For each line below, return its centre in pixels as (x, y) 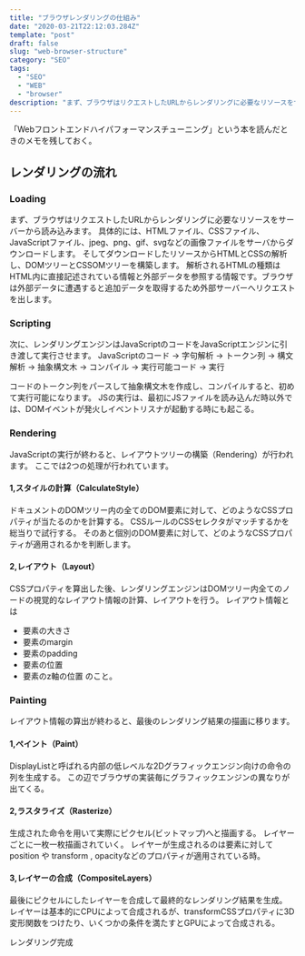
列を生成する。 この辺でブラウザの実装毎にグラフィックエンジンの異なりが (150, 777)
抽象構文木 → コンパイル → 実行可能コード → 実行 (131, 367)
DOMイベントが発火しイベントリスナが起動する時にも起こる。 (142, 409)
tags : (20, 69)
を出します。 (33, 299)
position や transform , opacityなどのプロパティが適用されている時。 (138, 855)
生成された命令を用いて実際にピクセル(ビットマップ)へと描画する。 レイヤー (152, 832)
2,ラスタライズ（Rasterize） (63, 811)
